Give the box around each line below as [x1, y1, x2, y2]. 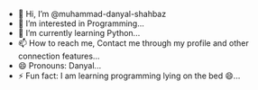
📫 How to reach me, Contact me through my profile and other [17, 38, 250, 49]
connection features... [17, 50, 100, 61]
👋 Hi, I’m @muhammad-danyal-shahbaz [17, 9, 167, 19]
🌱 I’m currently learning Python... [17, 28, 141, 38]
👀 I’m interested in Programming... [17, 18, 144, 29]
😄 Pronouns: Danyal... [17, 60, 102, 71]
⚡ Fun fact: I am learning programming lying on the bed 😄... [17, 70, 241, 81]
